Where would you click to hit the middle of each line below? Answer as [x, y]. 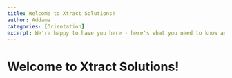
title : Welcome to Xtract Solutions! [61, 13]
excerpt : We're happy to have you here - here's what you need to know [112, 33]
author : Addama [29, 20]
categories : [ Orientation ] [46, 26]
